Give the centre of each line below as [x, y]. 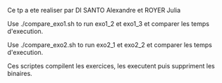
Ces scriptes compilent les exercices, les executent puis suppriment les [111, 66]
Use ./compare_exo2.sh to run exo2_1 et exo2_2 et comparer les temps [110, 45]
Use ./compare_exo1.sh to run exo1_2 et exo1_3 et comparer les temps [109, 24]
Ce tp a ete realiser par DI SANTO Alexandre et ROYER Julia [94, 10]
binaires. [20, 74]
